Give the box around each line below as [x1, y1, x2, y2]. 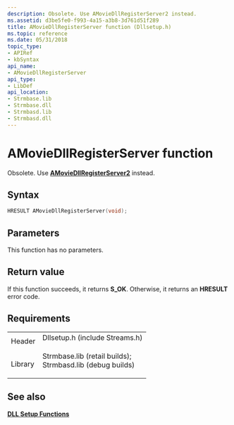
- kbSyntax [7, 56, 39, 63]
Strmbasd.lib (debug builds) [42, 360, 135, 369]
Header [11, 336, 36, 345]
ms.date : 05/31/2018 [7, 37, 68, 44]
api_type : [7, 75, 37, 83]
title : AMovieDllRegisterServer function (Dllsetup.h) [7, 23, 172, 30]
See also [7, 391, 46, 403]
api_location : [7, 89, 49, 96]
